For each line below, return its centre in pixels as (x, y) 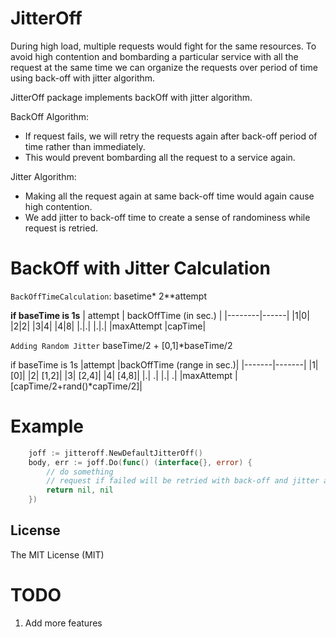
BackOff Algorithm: (50, 116)
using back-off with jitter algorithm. (83, 78)
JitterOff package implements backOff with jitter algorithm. (131, 97)
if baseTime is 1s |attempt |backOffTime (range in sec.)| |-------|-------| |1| (164, 364)
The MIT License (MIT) (57, 554)
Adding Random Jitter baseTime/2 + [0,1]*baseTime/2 (121, 345)
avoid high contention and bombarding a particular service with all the (154, 56)
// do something (80, 472)
